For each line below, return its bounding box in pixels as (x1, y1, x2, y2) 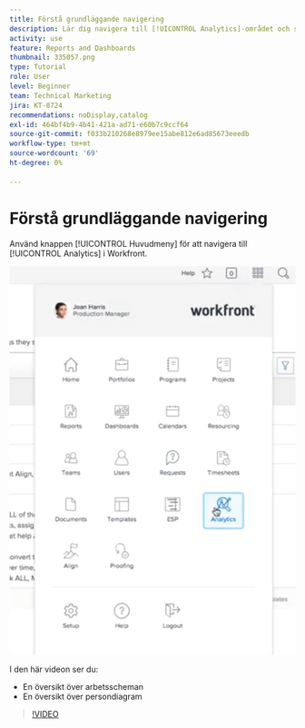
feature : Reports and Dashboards (9, 44, 136, 53)
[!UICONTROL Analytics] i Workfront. (9, 248, 148, 259)
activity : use (9, 34, 64, 43)
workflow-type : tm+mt (9, 139, 92, 149)
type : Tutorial (9, 63, 67, 72)
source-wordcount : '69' (9, 149, 100, 158)
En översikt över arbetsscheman (22, 681, 143, 692)
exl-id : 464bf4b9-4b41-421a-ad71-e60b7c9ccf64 (9, 120, 189, 129)
